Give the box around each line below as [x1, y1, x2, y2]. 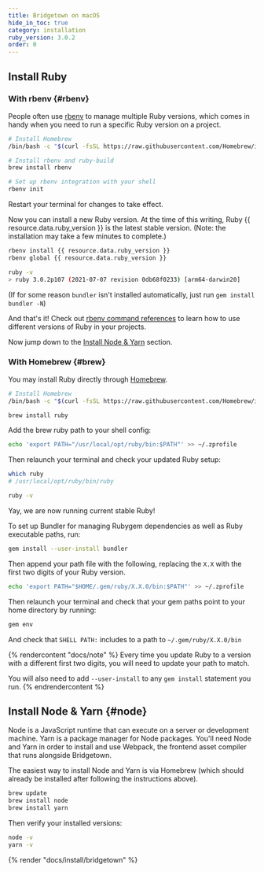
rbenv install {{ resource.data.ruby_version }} [8, 247, 170, 255]
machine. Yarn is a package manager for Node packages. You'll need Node [8, 733, 251, 744]
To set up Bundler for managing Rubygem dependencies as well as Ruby [8, 521, 244, 530]
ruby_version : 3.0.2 [8, 33, 76, 42]
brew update [8, 789, 47, 797]
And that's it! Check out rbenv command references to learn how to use [8, 313, 240, 323]
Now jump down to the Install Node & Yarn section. [8, 337, 173, 346]
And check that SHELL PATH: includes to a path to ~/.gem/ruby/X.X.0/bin [8, 634, 242, 644]
